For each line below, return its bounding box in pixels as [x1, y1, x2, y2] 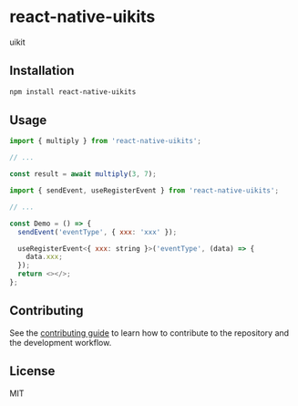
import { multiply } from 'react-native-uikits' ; [9, 137, 202, 146]
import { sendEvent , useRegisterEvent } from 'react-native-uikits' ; [9, 186, 280, 195]
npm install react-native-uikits [9, 87, 137, 97]
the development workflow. [9, 337, 112, 348]
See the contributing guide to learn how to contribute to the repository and [9, 327, 290, 338]
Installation [9, 63, 75, 78]
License [9, 363, 56, 380]
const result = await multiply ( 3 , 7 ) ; [9, 170, 157, 179]
